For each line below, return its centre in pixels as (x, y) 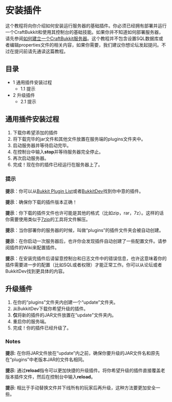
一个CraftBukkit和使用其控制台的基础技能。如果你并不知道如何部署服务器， (84, 32)
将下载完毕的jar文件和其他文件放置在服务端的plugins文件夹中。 (79, 139)
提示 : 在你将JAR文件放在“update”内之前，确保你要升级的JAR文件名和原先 (83, 353)
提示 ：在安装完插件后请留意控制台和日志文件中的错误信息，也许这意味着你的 (86, 258)
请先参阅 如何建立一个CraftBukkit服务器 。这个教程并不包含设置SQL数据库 (82, 38)
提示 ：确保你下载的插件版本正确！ (41, 202)
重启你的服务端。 (31, 321)
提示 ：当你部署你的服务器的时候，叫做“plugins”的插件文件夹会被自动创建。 (84, 230)
